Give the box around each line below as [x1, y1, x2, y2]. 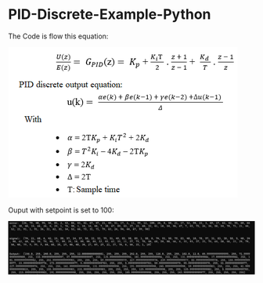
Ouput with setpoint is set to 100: [8, 205, 115, 215]
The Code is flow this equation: [8, 31, 109, 41]
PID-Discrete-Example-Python [8, 5, 211, 24]
